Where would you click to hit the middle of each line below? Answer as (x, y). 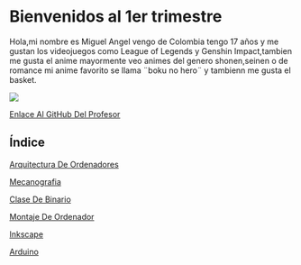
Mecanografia (35, 181)
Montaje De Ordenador (52, 216)
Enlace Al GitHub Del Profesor (65, 114)
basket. (23, 79)
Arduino (24, 251)
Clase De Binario (41, 199)
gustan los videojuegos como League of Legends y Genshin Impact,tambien (151, 50)
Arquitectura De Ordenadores (64, 164)
